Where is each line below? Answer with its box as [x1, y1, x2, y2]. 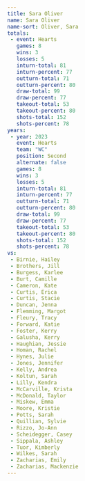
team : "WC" [16, 146, 48, 153]
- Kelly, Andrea [10, 366, 57, 373]
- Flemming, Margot [10, 308, 67, 315]
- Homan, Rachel [10, 347, 57, 354]
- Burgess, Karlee [10, 269, 64, 276]
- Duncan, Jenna [10, 301, 57, 308]
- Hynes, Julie [10, 353, 54, 361]
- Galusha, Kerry [10, 333, 60, 341]
